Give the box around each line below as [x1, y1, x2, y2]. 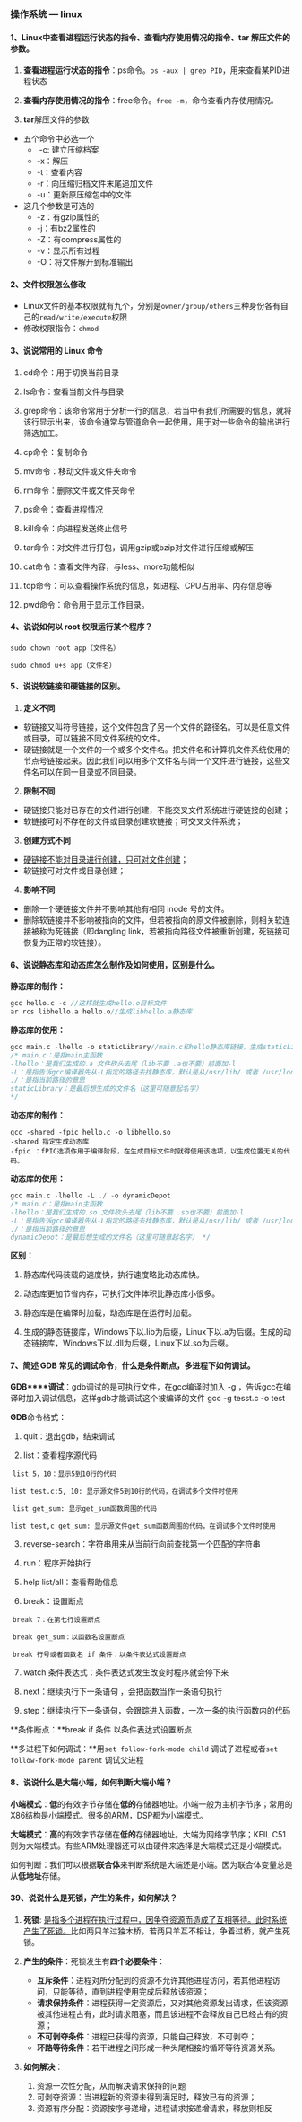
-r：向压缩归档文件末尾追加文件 [36, 178, 154, 189]
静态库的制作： [10, 981, 65, 992]
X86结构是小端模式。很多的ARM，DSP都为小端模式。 [10, 1810, 208, 1820]
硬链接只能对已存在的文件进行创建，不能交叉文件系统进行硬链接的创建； [22, 804, 290, 815]
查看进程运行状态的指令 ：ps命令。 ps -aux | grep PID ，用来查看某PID [22, 65, 283, 75]
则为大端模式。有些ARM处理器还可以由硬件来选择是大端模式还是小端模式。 [10, 1840, 288, 1851]
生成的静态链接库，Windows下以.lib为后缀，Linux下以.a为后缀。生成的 [22, 1327, 284, 1337]
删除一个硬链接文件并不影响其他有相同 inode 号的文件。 [22, 903, 229, 914]
